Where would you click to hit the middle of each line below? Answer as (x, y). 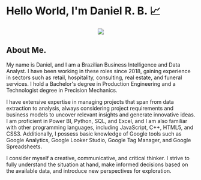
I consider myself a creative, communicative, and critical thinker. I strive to (98, 158)
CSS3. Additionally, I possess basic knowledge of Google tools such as (94, 133)
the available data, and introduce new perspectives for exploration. (89, 170)
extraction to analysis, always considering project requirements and (90, 108)
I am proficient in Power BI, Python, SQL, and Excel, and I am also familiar (97, 121)
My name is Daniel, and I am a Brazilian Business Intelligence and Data (93, 64)
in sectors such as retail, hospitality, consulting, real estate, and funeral (94, 77)
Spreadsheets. (24, 146)
